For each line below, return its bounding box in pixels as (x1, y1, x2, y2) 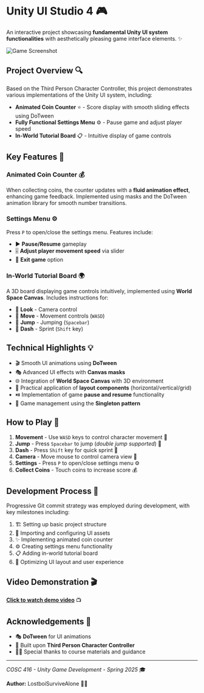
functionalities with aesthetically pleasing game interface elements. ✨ (6, 35, 183, 42)
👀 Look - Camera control (15, 306, 78, 313)
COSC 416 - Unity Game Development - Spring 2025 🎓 (6, 666, 146, 674)
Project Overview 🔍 (6, 66, 83, 76)
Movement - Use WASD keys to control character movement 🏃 (15, 433, 168, 441)
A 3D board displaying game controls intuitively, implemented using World (6, 288, 192, 295)
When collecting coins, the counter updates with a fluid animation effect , (6, 186, 190, 194)
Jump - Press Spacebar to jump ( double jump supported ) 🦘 (15, 440, 162, 447)
